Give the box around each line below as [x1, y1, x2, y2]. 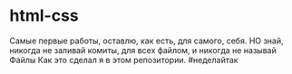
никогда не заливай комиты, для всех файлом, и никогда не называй [9, 44, 277, 55]
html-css [9, 5, 79, 26]
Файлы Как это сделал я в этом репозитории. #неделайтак [9, 54, 238, 65]
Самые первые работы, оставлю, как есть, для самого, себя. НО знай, [9, 35, 284, 46]
